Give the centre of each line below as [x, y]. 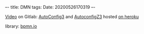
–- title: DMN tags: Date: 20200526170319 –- [50, 7]
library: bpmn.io [21, 26]
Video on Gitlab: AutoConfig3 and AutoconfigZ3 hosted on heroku [72, 17]
